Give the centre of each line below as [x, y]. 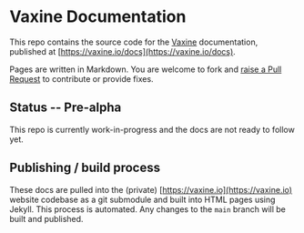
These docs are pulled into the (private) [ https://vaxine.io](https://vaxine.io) [151, 189]
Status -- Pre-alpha [66, 108]
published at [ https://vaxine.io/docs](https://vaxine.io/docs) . [123, 51]
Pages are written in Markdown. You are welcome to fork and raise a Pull [146, 69]
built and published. [46, 218]
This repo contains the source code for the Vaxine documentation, [134, 42]
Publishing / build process [85, 168]
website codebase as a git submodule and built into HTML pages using [142, 199]
